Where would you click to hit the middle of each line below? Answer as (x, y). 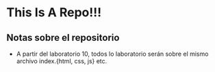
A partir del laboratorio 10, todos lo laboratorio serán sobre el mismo (112, 54)
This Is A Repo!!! (54, 13)
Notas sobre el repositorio (63, 38)
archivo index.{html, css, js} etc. (62, 61)
